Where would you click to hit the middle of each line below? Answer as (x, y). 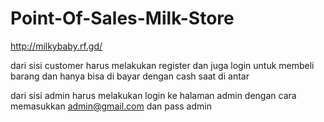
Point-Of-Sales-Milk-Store (122, 18)
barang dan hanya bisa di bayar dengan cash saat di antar (130, 76)
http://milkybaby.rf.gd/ (56, 46)
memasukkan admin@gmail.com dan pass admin (111, 106)
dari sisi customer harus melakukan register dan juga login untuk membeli (162, 65)
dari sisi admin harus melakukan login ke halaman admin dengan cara (153, 95)
